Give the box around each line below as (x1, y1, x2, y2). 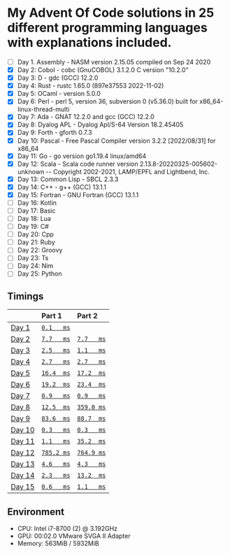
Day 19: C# (17, 222, 49, 231)
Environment (7, 506, 65, 518)
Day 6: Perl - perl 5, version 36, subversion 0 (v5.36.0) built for (17, 97, 198, 106)
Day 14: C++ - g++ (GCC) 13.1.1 (17, 183, 107, 191)
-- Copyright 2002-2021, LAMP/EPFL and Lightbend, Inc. (45, 167, 210, 176)
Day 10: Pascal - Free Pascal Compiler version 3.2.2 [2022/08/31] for (17, 136, 216, 145)
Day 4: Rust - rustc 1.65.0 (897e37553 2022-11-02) (17, 82, 164, 90)
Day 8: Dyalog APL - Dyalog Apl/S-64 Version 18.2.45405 (17, 120, 184, 129)
